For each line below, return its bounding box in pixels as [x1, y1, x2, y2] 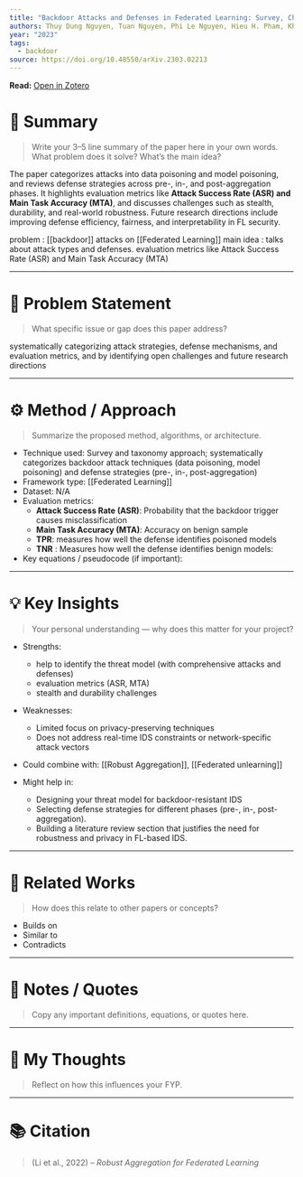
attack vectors [35, 742, 90, 752]
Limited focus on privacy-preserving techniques [35, 722, 215, 733]
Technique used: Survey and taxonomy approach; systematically [22, 447, 263, 458]
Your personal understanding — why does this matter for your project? [31, 623, 294, 634]
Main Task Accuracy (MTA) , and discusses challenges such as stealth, [9, 197, 275, 208]
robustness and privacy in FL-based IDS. [35, 832, 188, 843]
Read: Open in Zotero [9, 80, 90, 90]
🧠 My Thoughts [9, 1049, 126, 1070]
